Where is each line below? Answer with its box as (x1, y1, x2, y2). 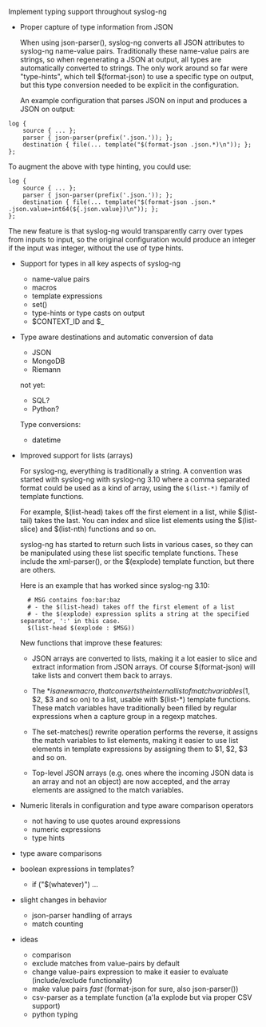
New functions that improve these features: (19, 638, 163, 647)
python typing (31, 1009, 78, 1019)
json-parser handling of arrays (31, 911, 133, 920)
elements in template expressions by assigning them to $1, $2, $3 (31, 744, 248, 753)
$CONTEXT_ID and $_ (31, 317, 105, 326)
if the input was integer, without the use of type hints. (8, 243, 184, 253)
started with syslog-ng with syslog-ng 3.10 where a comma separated (19, 475, 250, 484)
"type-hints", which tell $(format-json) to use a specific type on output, (19, 72, 254, 81)
